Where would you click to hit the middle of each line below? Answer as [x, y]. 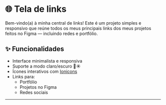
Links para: [24, 76]
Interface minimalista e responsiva [47, 61]
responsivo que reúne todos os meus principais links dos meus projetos [78, 28]
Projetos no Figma [38, 87]
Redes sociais [34, 92]
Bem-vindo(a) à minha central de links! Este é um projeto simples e [73, 23]
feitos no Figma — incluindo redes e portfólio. [51, 34]
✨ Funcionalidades [35, 49]
